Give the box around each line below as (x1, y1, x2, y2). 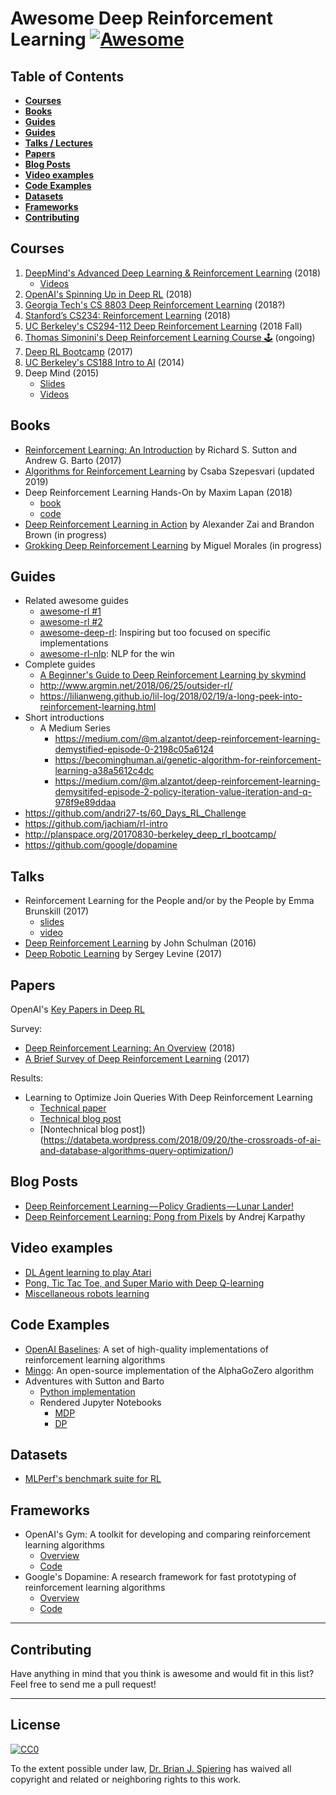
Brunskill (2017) (24, 905, 90, 917)
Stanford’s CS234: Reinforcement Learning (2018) (24, 309, 231, 321)
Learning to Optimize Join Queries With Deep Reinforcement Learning (24, 1092, 313, 1104)
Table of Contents (10, 68, 125, 85)
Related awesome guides (24, 595, 129, 607)
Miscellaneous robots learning (24, 1287, 150, 1299)
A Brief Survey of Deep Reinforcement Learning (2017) (24, 1053, 250, 1065)
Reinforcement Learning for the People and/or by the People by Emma (24, 895, 315, 907)
